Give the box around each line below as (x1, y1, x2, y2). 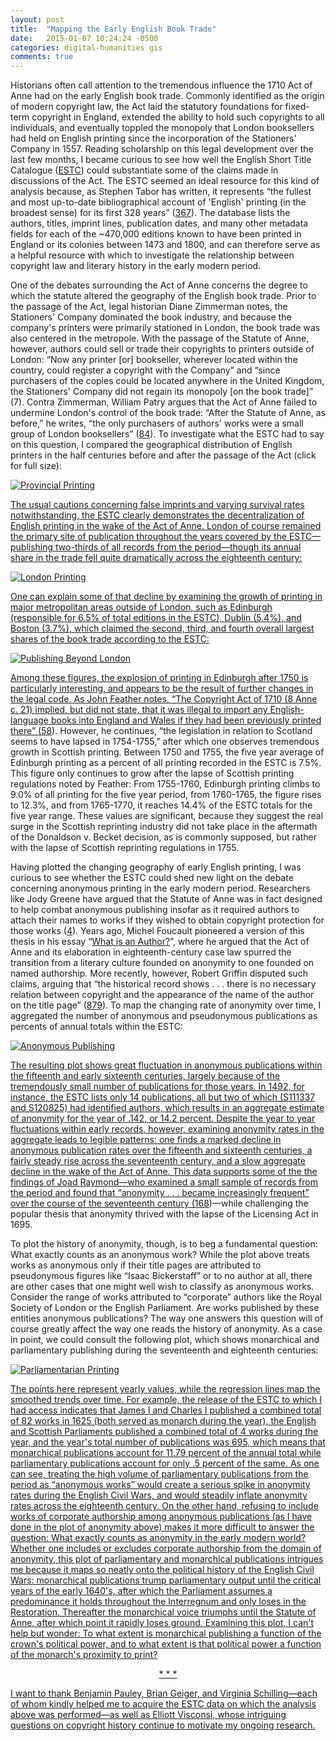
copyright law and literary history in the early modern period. (10, 260, 262, 272)
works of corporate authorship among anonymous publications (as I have (10, 1511, 313, 1523)
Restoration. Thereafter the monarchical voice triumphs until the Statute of (10, 1606, 317, 1618)
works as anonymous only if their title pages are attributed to (10, 1259, 262, 1271)
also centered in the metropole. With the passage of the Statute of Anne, (10, 332, 310, 345)
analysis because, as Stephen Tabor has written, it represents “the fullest (10, 186, 312, 198)
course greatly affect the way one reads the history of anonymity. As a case (10, 1323, 323, 1335)
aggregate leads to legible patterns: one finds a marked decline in (10, 1134, 282, 1146)
